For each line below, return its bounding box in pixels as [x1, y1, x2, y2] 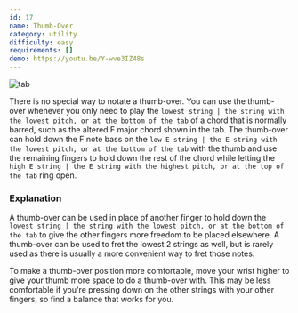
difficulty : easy [9, 37, 74, 47]
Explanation [9, 192, 62, 205]
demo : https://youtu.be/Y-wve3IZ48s [9, 54, 145, 63]
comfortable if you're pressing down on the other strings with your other [9, 285, 275, 295]
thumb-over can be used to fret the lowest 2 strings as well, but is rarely [9, 239, 274, 250]
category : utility [9, 29, 77, 38]
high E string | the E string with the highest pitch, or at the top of [9, 162, 285, 171]
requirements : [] [9, 46, 74, 55]
